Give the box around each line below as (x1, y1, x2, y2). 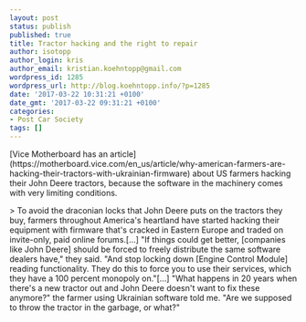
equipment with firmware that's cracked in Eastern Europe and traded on (9, 224, 284, 235)
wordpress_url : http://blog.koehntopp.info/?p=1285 (9, 81, 210, 90)
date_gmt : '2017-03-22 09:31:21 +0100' (9, 98, 162, 108)
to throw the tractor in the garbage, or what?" (9, 302, 181, 313)
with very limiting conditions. (9, 188, 118, 198)
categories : (9, 107, 55, 116)
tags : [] (9, 124, 43, 133)
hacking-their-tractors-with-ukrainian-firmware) (9, 168, 191, 179)
